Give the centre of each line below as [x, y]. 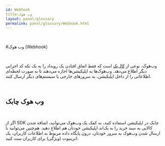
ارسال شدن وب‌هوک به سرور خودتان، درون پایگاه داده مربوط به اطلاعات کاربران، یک [83, 133]
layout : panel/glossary [30, 19]
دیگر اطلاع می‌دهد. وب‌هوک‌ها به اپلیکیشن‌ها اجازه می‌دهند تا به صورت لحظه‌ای [76, 71]
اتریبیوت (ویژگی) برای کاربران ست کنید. [42, 139]
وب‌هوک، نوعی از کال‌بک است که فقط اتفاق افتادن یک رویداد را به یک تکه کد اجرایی [81, 66]
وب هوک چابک [25, 101]
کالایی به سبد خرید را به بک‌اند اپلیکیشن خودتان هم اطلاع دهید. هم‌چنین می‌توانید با [79, 128]
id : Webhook [18, 10]
